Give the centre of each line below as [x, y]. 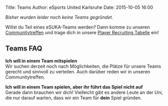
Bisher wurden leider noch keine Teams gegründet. [59, 17]
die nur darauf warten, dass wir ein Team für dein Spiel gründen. [73, 98]
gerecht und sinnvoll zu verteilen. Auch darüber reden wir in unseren [78, 71]
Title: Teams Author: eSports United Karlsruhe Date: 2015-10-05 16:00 [79, 7]
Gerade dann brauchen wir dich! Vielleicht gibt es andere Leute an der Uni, [84, 92]
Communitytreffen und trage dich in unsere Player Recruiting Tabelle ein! [82, 32]
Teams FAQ [24, 49]
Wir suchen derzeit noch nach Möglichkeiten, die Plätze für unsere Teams [83, 66]
